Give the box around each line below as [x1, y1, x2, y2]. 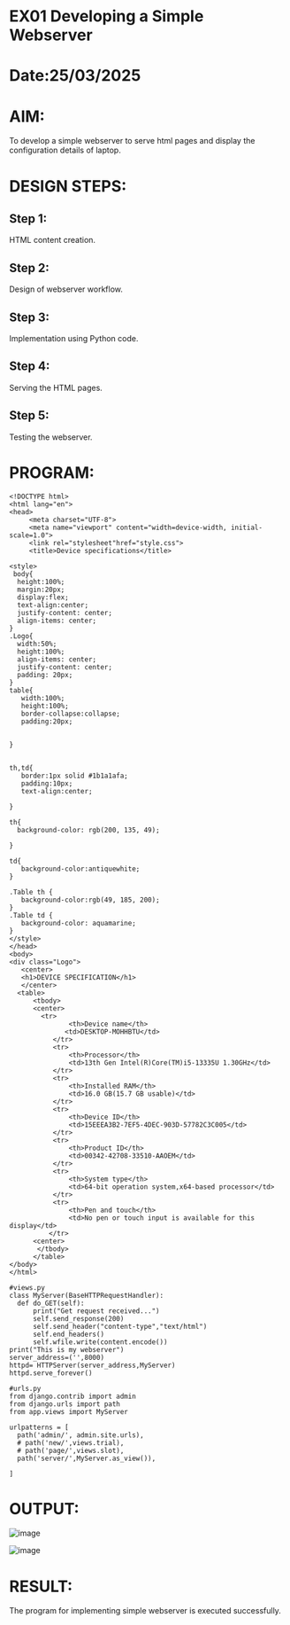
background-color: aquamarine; [20, 918, 137, 927]
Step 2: [9, 260, 50, 276]
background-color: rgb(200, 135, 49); [17, 825, 161, 834]
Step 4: [9, 359, 50, 374]
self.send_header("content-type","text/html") [32, 1322, 208, 1331]
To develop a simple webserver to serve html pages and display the [9, 136, 256, 146]
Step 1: [9, 211, 48, 226]
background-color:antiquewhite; [20, 864, 141, 873]
